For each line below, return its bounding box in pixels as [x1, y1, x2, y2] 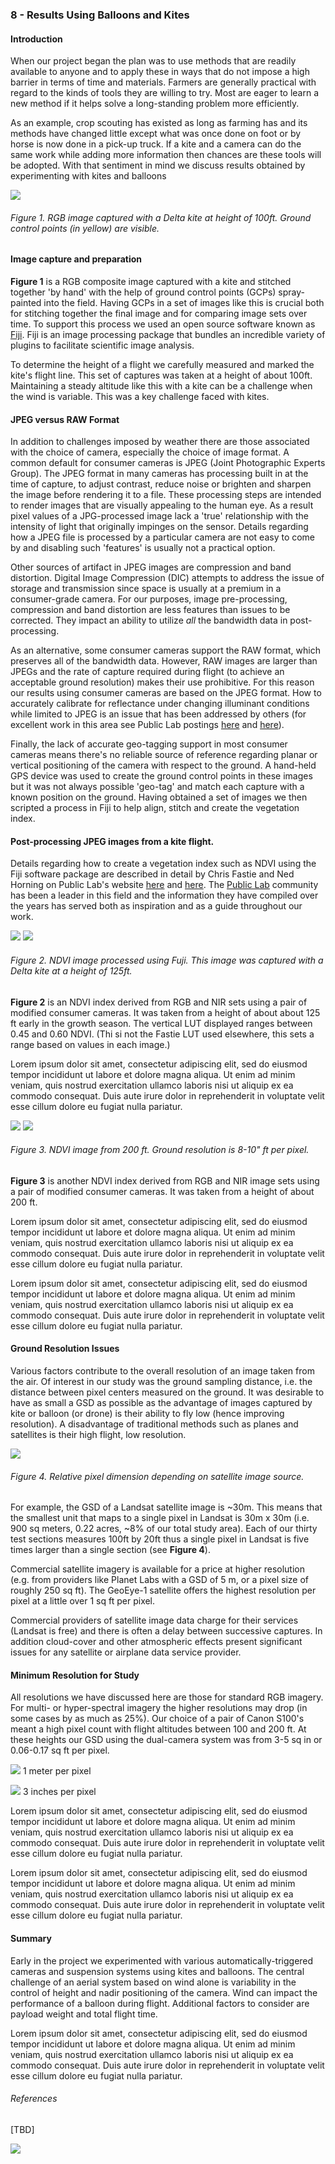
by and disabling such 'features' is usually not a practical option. [10, 542, 276, 554]
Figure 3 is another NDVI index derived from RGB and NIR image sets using [10, 1174, 320, 1187]
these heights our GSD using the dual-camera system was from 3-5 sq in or [10, 1734, 323, 1746]
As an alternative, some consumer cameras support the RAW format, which [10, 644, 321, 657]
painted [10, 296, 42, 308]
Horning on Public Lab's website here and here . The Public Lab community [10, 879, 319, 891]
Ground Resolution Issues [10, 1343, 120, 1355]
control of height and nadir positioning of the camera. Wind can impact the [10, 1986, 318, 1998]
